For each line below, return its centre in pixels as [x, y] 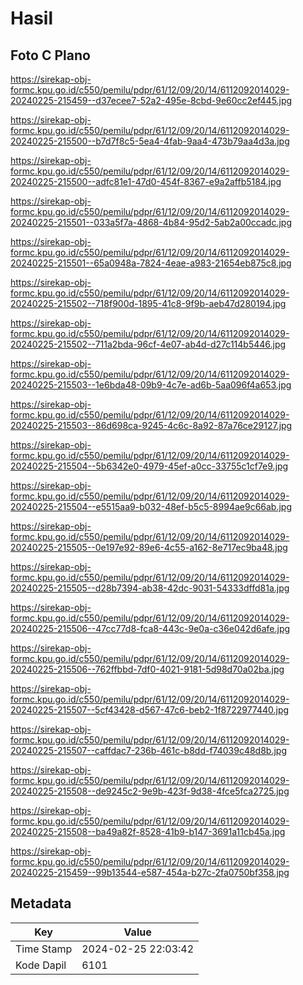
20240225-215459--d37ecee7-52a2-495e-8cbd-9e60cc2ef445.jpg [151, 100]
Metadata [41, 903]
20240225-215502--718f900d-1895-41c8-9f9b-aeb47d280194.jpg [148, 303]
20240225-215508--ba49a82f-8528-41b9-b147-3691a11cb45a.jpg [148, 831]
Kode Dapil [41, 965]
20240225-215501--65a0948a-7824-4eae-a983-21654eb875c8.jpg [151, 263]
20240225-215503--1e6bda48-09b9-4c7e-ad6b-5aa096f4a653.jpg [151, 385]
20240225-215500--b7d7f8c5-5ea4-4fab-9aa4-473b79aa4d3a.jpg [150, 141]
